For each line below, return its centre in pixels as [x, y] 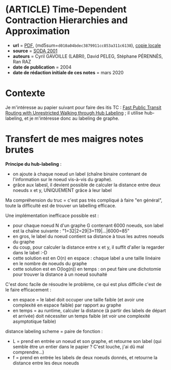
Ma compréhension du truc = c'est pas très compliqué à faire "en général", [84, 200]
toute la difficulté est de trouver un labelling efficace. [61, 205]
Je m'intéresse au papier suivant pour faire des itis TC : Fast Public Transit [83, 107]
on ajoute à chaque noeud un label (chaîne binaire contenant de [80, 174]
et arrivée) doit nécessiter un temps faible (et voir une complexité [81, 316]
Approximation [38, 31]
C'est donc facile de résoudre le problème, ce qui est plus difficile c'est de [83, 284]
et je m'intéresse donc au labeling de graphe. [72, 118]
